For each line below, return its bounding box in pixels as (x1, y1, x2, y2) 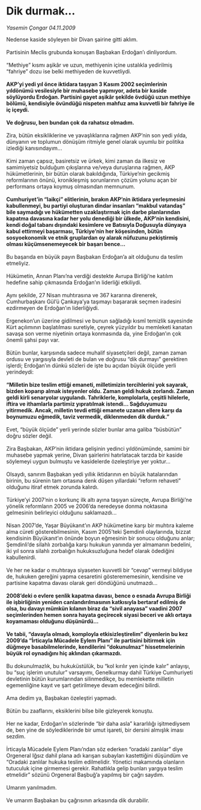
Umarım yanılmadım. (6, 784, 57, 791)
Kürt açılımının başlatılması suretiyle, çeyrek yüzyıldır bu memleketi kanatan (6, 323, 193, 330)
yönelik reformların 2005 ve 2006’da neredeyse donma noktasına (6, 502, 168, 510)
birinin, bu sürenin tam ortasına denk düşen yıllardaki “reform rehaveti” (6, 477, 181, 484)
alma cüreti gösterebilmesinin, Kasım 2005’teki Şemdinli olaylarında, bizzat (6, 528, 191, 535)
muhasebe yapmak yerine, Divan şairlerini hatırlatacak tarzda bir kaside (6, 451, 183, 459)
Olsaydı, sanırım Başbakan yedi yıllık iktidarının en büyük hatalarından (6, 471, 178, 478)
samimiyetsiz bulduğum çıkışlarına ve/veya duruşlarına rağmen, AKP (6, 164, 175, 171)
